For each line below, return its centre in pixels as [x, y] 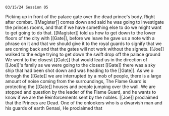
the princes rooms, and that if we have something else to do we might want [83, 27]
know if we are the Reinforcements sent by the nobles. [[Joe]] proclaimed [82, 97]
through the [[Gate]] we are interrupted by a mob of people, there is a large [83, 76]
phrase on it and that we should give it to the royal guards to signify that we [83, 44]
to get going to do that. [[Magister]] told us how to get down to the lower [80, 33]
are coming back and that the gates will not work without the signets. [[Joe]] [85, 49]
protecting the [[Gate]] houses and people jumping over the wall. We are [80, 87]
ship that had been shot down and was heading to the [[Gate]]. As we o [79, 70]
